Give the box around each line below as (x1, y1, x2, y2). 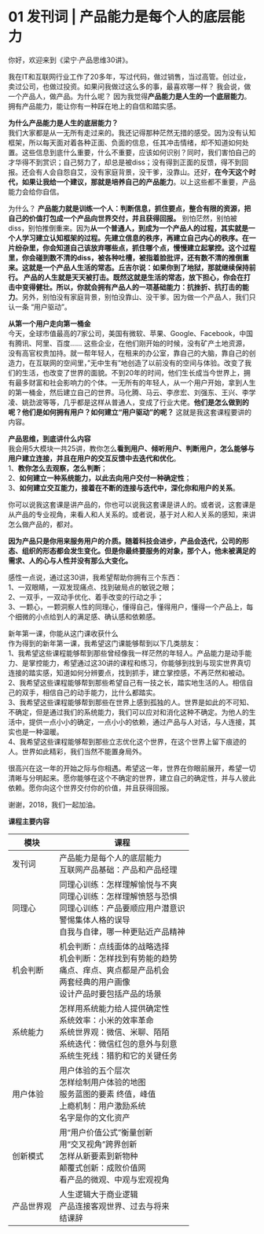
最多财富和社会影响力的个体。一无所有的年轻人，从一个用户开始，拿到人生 (14, 378, 256, 387)
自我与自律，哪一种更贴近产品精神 (59, 926, 186, 937)
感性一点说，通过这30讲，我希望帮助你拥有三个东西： (8, 572, 182, 582)
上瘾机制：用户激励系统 (59, 1100, 147, 1111)
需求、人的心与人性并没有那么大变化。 (8, 556, 132, 565)
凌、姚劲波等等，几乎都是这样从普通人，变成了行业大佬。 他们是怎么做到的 (8, 397, 249, 407)
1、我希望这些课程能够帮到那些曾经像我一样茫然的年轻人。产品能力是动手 (8, 648, 245, 658)
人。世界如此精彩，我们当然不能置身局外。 (8, 746, 146, 756)
